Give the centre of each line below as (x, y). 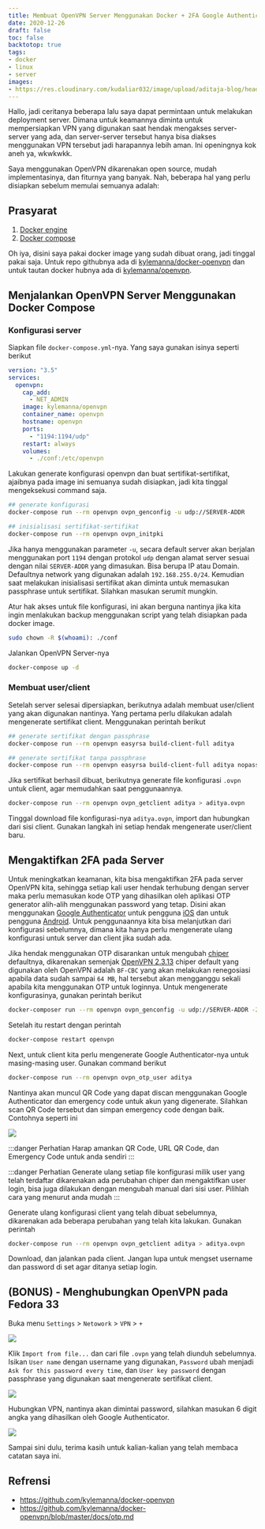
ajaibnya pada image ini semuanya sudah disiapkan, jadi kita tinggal (118, 482)
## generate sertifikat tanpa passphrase (77, 758)
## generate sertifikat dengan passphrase (79, 736)
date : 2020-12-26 (37, 23)
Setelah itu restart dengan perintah (65, 1025)
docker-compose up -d (44, 667)
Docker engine (43, 230)
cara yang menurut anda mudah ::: (64, 1197)
